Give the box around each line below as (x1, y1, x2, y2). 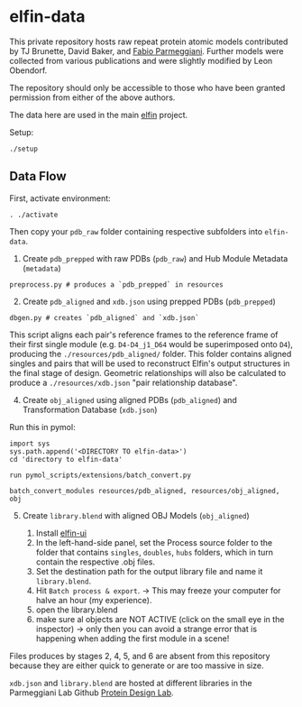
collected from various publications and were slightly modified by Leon (9, 55, 273, 66)
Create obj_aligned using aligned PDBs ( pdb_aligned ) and (22, 394, 237, 405)
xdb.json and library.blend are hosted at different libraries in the (9, 677, 252, 688)
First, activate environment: (9, 192, 111, 204)
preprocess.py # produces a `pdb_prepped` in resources (9, 280, 224, 289)
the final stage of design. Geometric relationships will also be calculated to (9, 367, 287, 378)
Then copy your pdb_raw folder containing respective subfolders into (9, 225, 263, 236)
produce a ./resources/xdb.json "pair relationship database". (9, 377, 238, 388)
